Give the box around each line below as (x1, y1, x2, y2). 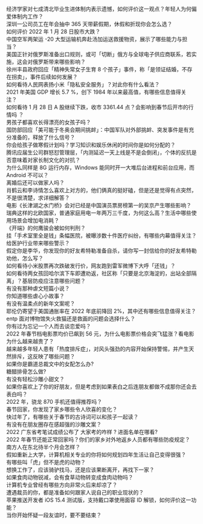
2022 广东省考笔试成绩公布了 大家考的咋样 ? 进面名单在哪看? (6, 429, 158, 435)
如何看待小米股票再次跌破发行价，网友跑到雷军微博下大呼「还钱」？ (6, 262, 176, 269)
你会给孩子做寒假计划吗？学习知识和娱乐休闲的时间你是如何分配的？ (6, 141, 176, 148)
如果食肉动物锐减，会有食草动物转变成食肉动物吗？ (6, 474, 134, 480)
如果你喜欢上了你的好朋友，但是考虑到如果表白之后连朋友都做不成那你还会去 (6, 383, 197, 390)
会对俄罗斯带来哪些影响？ (22, 58, 86, 65)
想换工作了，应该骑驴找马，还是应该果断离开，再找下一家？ (6, 466, 155, 473)
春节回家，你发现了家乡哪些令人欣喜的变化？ (6, 406, 118, 413)
